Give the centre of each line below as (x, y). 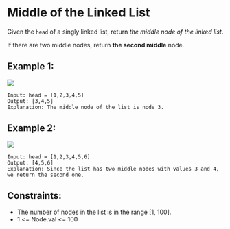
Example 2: (32, 128)
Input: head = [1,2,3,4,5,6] (49, 157)
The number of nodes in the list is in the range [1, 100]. (94, 212)
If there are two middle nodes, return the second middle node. (96, 45)
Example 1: (31, 67)
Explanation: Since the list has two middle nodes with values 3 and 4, (113, 169)
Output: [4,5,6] (30, 162)
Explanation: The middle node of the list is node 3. (86, 107)
